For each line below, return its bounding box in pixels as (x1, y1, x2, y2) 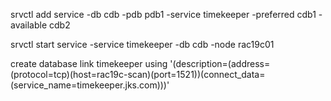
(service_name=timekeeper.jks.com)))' (10, 79, 170, 91)
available (10, 19, 48, 31)
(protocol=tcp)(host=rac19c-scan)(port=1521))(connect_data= (10, 69, 266, 80)
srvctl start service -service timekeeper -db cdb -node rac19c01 (10, 39, 275, 50)
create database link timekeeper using (10, 58, 168, 69)
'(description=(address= (169, 58, 271, 69)
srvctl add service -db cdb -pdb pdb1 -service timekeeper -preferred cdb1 (10, 9, 317, 20)
